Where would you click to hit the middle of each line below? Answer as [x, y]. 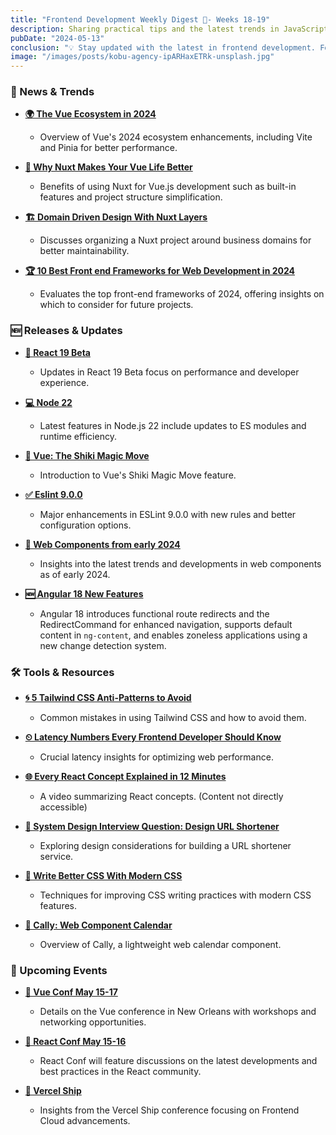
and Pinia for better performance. [108, 148]
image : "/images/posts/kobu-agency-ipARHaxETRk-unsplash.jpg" [142, 57]
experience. [64, 382]
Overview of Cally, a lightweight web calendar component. [160, 945]
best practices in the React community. [120, 1072]
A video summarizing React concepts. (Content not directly [161, 797]
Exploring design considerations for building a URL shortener [165, 846]
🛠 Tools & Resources [62, 672]
